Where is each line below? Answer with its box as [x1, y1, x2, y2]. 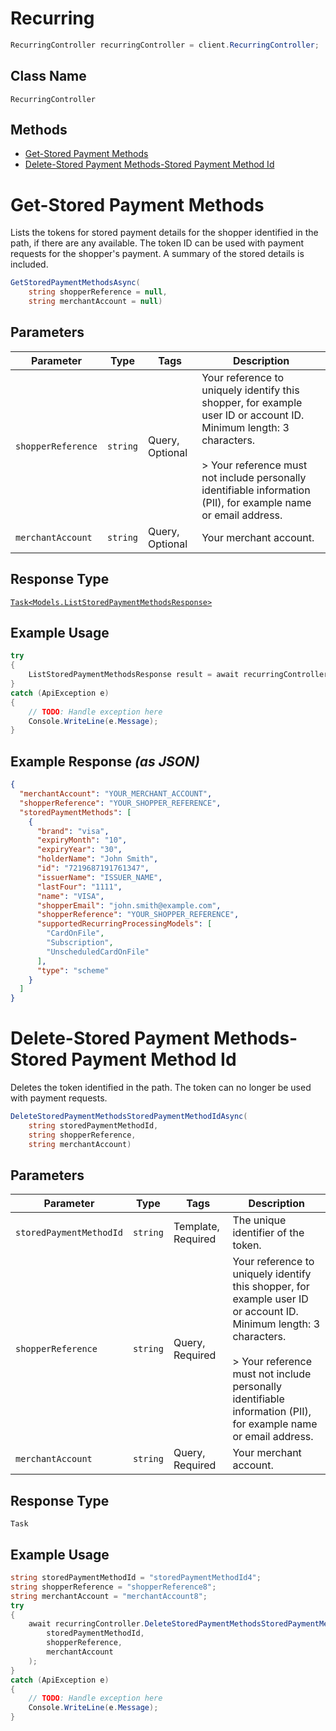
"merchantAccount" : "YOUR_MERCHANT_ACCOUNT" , [19, 789, 213, 799]
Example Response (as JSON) [10, 753, 200, 770]
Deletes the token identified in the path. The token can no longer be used [10, 1082, 312, 1094]
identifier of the [232, 1226, 305, 1240]
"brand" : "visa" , [36, 826, 110, 836]
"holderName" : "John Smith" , [36, 854, 159, 864]
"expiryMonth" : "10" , [36, 835, 128, 846]
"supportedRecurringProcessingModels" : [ [36, 919, 213, 929]
